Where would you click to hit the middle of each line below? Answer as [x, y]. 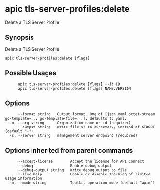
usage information [24, 179]
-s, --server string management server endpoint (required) [73, 136]
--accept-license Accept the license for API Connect [81, 162]
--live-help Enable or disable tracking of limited [84, 174]
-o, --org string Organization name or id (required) [70, 123]
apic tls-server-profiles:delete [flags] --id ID [69, 84]
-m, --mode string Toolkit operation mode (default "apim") [82, 183]
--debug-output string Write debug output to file [72, 170]
